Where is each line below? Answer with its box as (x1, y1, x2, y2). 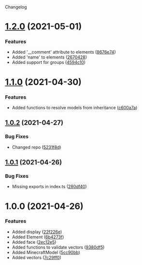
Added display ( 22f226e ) (12, 229, 62, 235)
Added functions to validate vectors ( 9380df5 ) (12, 244, 105, 250)
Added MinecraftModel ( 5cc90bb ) (12, 249, 81, 255)
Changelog (5, 4, 27, 10)
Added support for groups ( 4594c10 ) (12, 59, 86, 65)
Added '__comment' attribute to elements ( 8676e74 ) (12, 49, 116, 55)
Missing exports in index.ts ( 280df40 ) (12, 184, 87, 190)
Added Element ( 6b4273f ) (12, 234, 64, 240)
